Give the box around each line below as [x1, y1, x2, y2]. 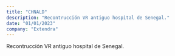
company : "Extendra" [6, 26, 59, 32]
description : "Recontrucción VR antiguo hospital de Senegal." [6, 15, 170, 21]
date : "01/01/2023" [6, 20, 56, 26]
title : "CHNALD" [6, 9, 47, 15]
